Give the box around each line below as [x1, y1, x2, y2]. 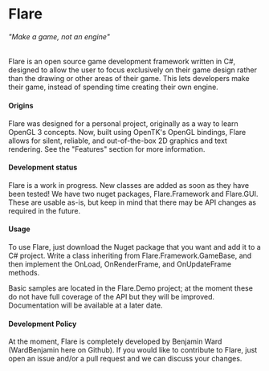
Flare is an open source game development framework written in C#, [8, 57, 236, 67]
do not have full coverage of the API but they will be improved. [8, 292, 215, 301]
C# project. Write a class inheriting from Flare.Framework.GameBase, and [8, 251, 252, 260]
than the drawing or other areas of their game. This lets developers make [8, 74, 251, 84]
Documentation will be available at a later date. [8, 300, 163, 310]
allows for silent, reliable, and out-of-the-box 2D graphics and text [8, 136, 227, 145]
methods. [8, 268, 40, 277]
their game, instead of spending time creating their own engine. [8, 82, 218, 92]
